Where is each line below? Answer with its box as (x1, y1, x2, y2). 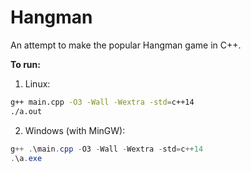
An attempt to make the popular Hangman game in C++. (10, 39, 242, 51)
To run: (10, 58, 41, 70)
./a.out (10, 106, 43, 116)
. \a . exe (10, 153, 43, 163)
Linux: (24, 77, 51, 90)
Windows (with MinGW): (24, 124, 126, 136)
